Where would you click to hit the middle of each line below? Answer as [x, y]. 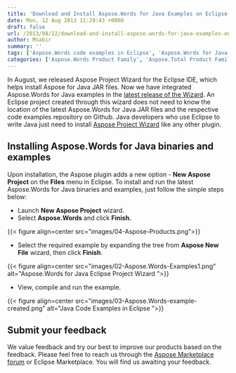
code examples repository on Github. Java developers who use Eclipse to [113, 117]
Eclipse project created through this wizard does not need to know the [109, 102]
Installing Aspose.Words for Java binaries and [111, 146]
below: [17, 197]
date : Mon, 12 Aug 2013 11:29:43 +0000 [66, 20]
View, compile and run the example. [69, 287]
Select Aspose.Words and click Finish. [74, 218]
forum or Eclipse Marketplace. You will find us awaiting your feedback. [110, 362]
